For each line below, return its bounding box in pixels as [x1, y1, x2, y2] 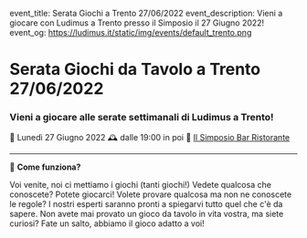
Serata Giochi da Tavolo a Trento [9, 59, 261, 80]
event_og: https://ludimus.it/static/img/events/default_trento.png [9, 27, 252, 37]
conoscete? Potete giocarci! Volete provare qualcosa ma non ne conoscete [9, 189, 292, 200]
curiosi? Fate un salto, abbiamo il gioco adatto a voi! [9, 218, 205, 229]
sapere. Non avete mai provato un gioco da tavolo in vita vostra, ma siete [9, 209, 284, 220]
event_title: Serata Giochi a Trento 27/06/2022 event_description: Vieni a [9, 8, 283, 18]
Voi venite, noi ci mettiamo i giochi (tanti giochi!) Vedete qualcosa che [9, 180, 272, 191]
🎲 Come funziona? [9, 161, 81, 172]
